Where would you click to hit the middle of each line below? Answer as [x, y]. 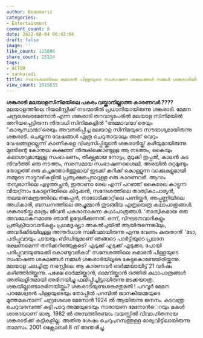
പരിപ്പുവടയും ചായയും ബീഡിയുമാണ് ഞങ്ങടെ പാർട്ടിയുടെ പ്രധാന [85, 239]
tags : [13, 62]
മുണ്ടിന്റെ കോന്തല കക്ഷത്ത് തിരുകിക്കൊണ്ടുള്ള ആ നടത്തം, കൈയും [89, 150]
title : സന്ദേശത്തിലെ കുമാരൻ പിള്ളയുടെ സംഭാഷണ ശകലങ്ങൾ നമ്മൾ [88, 79]
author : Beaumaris [29, 12]
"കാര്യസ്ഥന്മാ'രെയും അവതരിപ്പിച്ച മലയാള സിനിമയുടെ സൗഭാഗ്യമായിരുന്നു [99, 130]
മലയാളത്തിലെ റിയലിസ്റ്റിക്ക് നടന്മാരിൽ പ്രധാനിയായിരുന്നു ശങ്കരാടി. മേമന [99, 109]
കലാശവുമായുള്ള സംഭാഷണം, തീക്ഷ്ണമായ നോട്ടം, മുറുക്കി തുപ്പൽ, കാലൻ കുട [97, 157]
